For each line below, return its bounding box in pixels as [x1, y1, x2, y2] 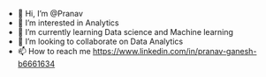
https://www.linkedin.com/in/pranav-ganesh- [92, 46, 257, 56]
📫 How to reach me [17, 46, 91, 56]
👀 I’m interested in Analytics [17, 17, 119, 28]
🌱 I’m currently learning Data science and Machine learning [17, 27, 234, 37]
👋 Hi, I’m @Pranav [17, 9, 84, 18]
